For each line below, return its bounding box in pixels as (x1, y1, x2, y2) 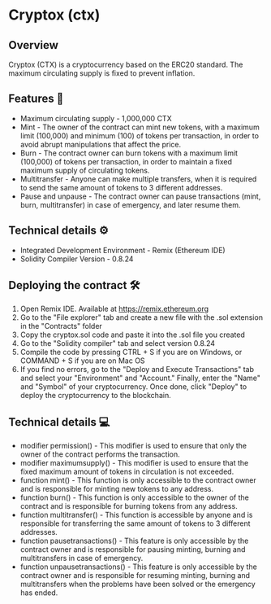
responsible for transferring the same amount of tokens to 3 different (19, 519, 251, 528)
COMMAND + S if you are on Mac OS (19, 356, 145, 365)
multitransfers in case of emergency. (19, 554, 144, 563)
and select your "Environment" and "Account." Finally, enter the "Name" (19, 373, 261, 383)
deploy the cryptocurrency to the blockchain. (19, 391, 172, 400)
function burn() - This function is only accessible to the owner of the (19, 492, 249, 502)
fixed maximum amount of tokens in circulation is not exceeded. (19, 466, 234, 477)
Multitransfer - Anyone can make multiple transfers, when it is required (19, 173, 257, 184)
